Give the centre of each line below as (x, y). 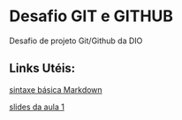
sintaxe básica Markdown (56, 89)
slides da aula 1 (37, 107)
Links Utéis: (42, 68)
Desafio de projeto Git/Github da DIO (76, 41)
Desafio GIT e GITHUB (91, 16)
